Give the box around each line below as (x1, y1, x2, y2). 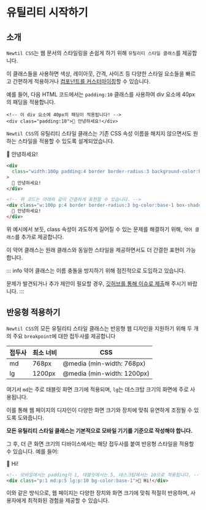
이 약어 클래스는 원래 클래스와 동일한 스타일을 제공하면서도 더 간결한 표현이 (6, 246, 185, 253)
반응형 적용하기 (6, 307, 61, 318)
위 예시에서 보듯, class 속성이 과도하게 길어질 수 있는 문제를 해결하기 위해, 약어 (6, 225, 193, 233)
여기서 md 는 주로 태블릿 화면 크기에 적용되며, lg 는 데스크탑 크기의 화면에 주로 (6, 386, 189, 393)
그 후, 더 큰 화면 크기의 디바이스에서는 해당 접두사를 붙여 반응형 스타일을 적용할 (6, 440, 194, 447)
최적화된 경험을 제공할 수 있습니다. (27, 497, 110, 504)
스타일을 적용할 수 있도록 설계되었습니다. (17, 137, 115, 145)
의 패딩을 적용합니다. (6, 99, 56, 105)
